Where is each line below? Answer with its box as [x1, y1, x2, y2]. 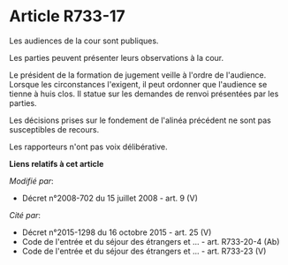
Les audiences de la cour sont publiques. [9, 35, 159, 46]
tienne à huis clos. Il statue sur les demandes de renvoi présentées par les [9, 88, 279, 99]
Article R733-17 [9, 6, 125, 26]
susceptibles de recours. [9, 124, 100, 134]
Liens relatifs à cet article [9, 158, 104, 169]
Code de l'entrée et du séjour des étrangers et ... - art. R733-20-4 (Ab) [21, 236, 280, 246]
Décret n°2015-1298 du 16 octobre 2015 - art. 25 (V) [21, 227, 212, 238]
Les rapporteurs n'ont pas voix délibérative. [9, 141, 168, 152]
